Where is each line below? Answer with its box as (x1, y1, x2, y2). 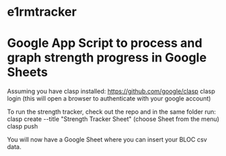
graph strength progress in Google (7, 50, 207, 66)
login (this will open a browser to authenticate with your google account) (7, 94, 212, 103)
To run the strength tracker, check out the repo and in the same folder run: (7, 107, 216, 116)
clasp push (7, 122, 38, 131)
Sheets (7, 64, 48, 80)
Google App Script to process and (7, 36, 203, 51)
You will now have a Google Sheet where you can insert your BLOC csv (7, 135, 208, 144)
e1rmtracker (7, 4, 77, 20)
